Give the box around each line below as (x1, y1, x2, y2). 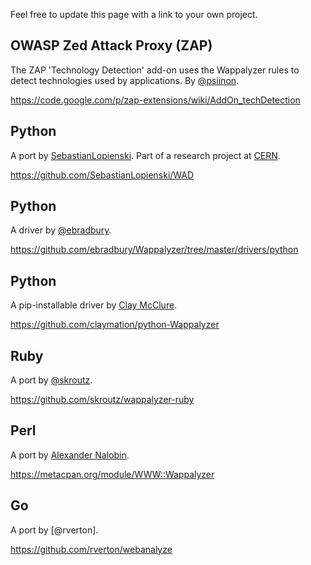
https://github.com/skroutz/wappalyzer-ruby (10, 394, 195, 406)
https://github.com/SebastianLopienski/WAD (10, 169, 195, 181)
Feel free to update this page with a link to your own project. (10, 9, 258, 20)
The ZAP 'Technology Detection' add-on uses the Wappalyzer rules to (10, 64, 300, 76)
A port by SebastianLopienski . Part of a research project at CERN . (10, 149, 281, 161)
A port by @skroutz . (10, 374, 93, 386)
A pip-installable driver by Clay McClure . (10, 299, 178, 311)
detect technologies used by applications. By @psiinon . (10, 74, 240, 86)
